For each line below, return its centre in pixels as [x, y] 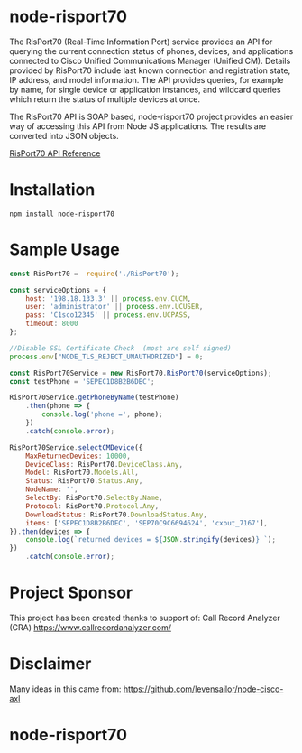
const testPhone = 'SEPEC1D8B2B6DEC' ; [82, 381]
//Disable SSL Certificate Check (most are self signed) [120, 348]
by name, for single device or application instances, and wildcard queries [145, 89]
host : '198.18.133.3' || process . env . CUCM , [109, 298]
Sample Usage [64, 250]
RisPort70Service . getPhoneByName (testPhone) [94, 398]
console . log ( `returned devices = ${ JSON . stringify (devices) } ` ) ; [151, 540]
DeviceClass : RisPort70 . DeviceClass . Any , [104, 464]
